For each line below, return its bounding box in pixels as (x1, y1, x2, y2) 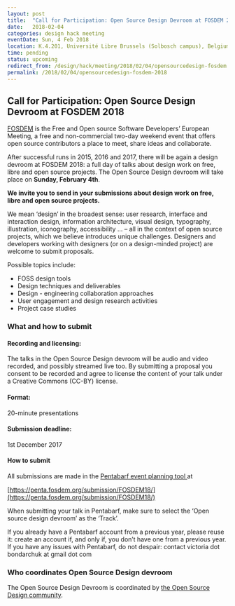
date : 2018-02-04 (7, 23, 64, 30)
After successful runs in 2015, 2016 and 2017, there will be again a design (7, 153, 218, 161)
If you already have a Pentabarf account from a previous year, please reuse (7, 527, 225, 537)
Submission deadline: (7, 425, 72, 433)
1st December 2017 (7, 440, 63, 449)
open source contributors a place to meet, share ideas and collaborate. (7, 140, 212, 148)
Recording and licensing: (7, 339, 82, 347)
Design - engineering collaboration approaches (17, 289, 154, 298)
